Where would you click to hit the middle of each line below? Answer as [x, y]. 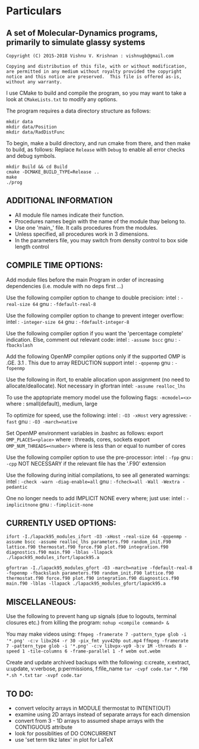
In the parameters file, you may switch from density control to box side [101, 240]
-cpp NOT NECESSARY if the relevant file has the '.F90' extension [86, 463]
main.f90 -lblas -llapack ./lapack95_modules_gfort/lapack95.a [86, 584]
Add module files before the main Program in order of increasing [85, 280]
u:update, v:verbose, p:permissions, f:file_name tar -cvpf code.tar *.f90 [97, 669]
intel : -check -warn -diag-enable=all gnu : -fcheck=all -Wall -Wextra [93, 481]
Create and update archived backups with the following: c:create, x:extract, [98, 663]
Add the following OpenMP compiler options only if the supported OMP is [96, 356]
